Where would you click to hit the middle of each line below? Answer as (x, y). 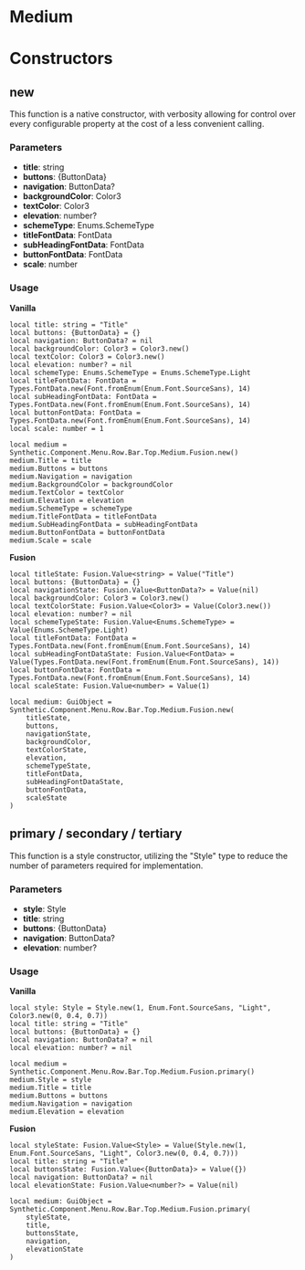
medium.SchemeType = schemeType (71, 509)
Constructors (61, 59)
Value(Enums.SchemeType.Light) (69, 630)
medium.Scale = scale (51, 541)
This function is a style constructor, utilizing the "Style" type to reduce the (149, 855)
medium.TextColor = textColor (67, 492)
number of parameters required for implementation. (106, 866)
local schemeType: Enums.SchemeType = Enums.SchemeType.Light (130, 373)
